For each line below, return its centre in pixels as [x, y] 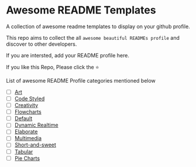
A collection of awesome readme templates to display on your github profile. [98, 26]
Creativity [26, 105]
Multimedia [28, 138]
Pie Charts [27, 158]
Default [23, 118]
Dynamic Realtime [36, 125]
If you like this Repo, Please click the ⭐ [53, 67]
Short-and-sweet [35, 145]
